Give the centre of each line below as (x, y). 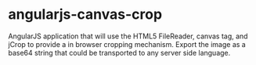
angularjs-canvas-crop (85, 14)
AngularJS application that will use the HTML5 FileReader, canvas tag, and (128, 36)
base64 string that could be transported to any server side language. (119, 52)
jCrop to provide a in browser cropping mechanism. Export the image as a (127, 44)
